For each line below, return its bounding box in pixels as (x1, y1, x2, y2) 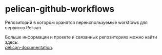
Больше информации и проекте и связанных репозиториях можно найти (5, 34, 157, 40)
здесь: (5, 39, 19, 45)
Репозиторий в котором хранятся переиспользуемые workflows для (5, 19, 148, 25)
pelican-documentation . (5, 44, 54, 50)
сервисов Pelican (5, 24, 41, 30)
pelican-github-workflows (5, 3, 115, 15)
